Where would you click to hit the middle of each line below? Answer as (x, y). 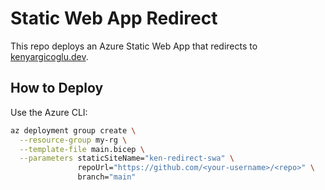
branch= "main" (107, 177)
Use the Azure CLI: (49, 112)
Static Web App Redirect (114, 18)
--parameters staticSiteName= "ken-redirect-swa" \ (127, 158)
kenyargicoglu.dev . (49, 56)
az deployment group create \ (73, 130)
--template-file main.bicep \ (82, 149)
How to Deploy (57, 88)
